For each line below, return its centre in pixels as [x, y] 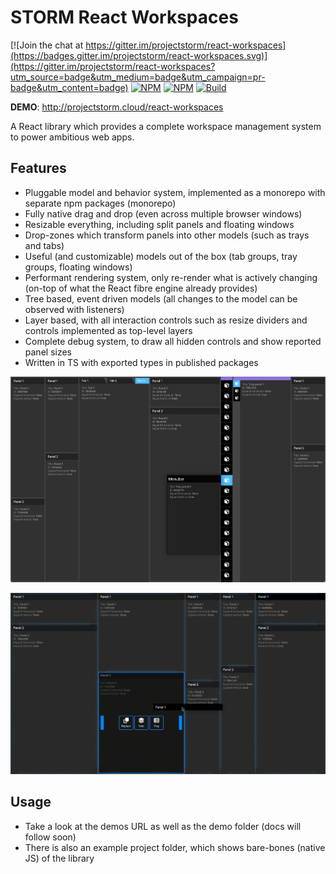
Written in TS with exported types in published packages [141, 362]
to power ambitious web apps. [72, 137]
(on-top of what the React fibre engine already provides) [141, 288]
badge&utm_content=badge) [69, 87]
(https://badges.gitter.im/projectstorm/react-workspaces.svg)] [139, 55]
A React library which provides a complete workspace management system [166, 126]
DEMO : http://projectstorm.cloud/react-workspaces [117, 107]
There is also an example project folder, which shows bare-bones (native [175, 847]
